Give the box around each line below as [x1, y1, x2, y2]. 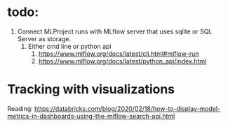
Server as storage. [17, 34, 72, 43]
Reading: [7, 104, 33, 112]
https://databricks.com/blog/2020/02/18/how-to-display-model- [34, 104, 221, 112]
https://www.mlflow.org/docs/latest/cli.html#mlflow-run [38, 50, 199, 58]
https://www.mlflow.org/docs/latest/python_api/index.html [38, 57, 207, 65]
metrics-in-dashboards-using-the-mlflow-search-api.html [7, 112, 175, 120]
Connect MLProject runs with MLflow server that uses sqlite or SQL [17, 27, 213, 36]
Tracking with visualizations [7, 82, 175, 98]
